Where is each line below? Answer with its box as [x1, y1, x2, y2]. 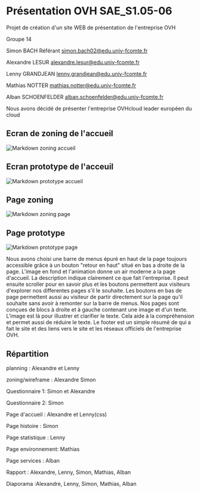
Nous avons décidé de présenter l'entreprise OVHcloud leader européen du [6, 104, 192, 112]
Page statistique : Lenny [6, 434, 66, 441]
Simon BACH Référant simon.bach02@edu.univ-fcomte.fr [6, 47, 148, 54]
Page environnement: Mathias [6, 446, 80, 452]
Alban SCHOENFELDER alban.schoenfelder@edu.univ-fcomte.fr [6, 93, 164, 100]
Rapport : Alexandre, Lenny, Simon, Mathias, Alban [6, 469, 131, 476]
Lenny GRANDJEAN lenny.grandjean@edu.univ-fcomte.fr [6, 70, 147, 77]
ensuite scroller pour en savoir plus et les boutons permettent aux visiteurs [6, 281, 190, 288]
